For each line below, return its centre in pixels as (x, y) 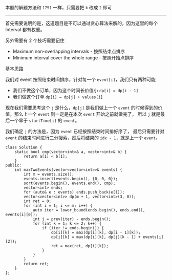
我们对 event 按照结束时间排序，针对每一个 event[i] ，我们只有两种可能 (81, 79)
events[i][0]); (21, 214)
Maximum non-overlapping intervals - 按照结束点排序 (69, 51)
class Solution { (24, 147)
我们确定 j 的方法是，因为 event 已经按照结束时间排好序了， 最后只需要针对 (85, 131)
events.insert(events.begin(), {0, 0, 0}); (71, 179)
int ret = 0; (38, 201)
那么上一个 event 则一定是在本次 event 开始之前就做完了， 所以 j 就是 (87, 114)
